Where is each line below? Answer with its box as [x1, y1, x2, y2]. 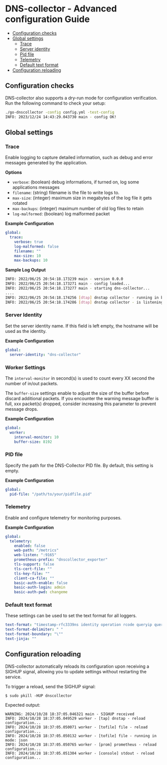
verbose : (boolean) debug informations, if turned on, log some [12, 179, 139, 185]
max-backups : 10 [14, 258, 48, 263]
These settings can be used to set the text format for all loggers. [5, 612, 137, 618]
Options [5, 169, 22, 175]
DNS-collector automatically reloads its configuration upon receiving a [5, 663, 150, 669]
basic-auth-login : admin [14, 585, 66, 590]
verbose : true [14, 239, 43, 244]
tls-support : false [14, 562, 55, 567]
